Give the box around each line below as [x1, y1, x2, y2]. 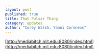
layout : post [5, 7, 32, 12]
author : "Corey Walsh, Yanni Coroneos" [5, 25, 87, 30]
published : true [5, 12, 38, 17]
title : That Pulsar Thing [5, 16, 58, 21]
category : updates [5, 20, 43, 26]
